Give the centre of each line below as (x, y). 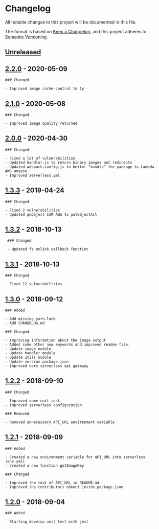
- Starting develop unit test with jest (47, 522)
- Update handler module (30, 353)
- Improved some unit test (33, 401)
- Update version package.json (37, 362)
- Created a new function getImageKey (45, 465)
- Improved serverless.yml (33, 175)
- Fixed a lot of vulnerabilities (40, 158)
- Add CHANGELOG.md (25, 323)
